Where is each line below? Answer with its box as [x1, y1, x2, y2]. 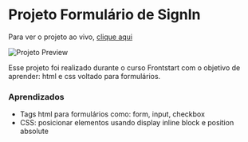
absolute [19, 126, 49, 136]
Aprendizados [8, 91, 65, 102]
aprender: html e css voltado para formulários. [8, 71, 161, 81]
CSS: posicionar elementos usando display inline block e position [19, 118, 234, 128]
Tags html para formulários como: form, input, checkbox [19, 109, 206, 119]
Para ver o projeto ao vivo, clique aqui [8, 32, 133, 41]
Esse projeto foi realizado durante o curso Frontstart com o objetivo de [8, 62, 241, 73]
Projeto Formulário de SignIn [8, 6, 201, 24]
